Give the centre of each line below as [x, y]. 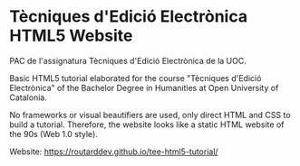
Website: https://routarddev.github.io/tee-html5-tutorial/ [114, 152]
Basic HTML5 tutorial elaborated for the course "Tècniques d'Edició [135, 78]
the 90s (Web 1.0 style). [53, 134]
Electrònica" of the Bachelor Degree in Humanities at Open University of [144, 88]
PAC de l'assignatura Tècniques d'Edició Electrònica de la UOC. [128, 60]
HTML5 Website [71, 36]
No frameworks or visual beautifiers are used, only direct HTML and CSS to [150, 115]
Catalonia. [28, 97]
